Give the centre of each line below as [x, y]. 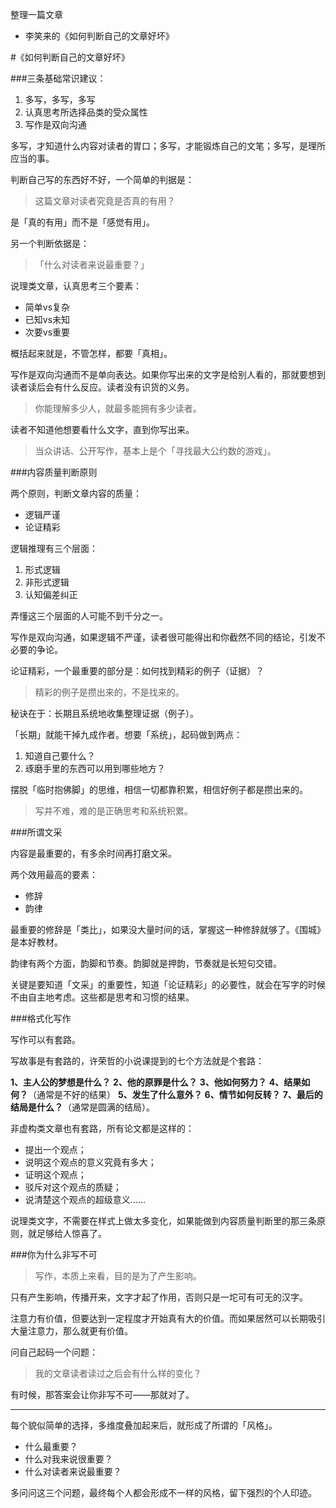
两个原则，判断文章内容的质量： [76, 493]
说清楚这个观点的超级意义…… [85, 1199]
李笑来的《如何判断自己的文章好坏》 [99, 36]
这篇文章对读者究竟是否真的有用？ [105, 201]
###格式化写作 [41, 1018]
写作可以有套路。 [45, 1039]
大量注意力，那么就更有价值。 [71, 1331]
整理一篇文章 [36, 14]
